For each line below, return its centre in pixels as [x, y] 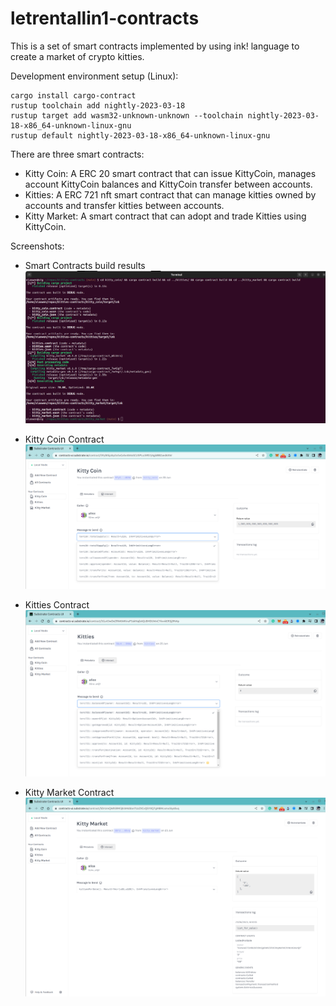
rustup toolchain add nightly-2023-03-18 [98, 105]
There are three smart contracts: [77, 154]
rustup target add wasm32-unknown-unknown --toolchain [127, 115]
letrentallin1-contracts [105, 18]
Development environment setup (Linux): [94, 76]
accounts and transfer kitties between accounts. [124, 205]
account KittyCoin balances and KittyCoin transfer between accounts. [168, 184]
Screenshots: [37, 246]
